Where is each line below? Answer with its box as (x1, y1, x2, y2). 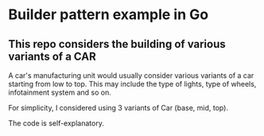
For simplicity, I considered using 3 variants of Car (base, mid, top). (8, 103, 229, 112)
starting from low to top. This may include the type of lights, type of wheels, (8, 80, 257, 88)
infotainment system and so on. (8, 87, 111, 97)
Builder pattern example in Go (8, 6, 209, 24)
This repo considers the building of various (8, 37, 227, 51)
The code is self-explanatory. (8, 119, 105, 128)
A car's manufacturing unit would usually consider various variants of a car (8, 71, 254, 80)
